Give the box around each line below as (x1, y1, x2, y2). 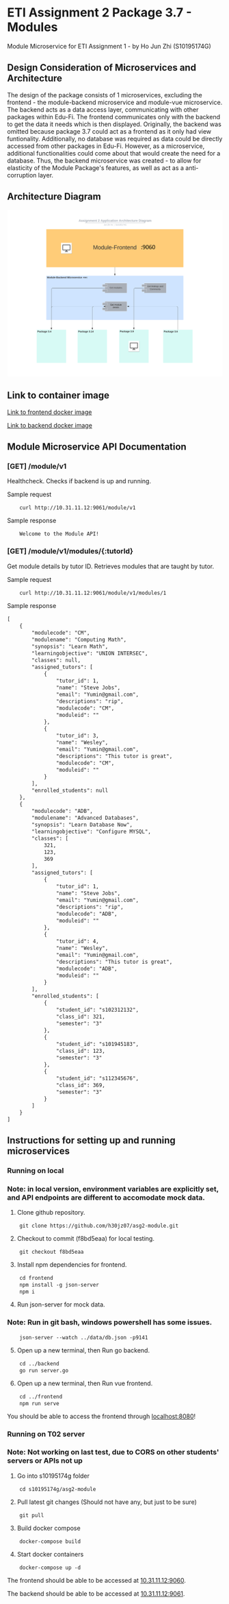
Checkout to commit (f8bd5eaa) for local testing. (16, 1235, 155, 1243)
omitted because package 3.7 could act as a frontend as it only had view (7, 127, 212, 135)
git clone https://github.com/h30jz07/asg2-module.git (19, 1222, 179, 1230)
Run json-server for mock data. (16, 1300, 105, 1309)
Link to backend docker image (7, 421, 92, 429)
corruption (7, 171, 37, 179)
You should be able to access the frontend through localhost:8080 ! (7, 1412, 196, 1420)
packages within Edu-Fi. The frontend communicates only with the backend (7, 112, 221, 121)
